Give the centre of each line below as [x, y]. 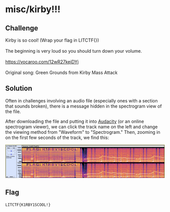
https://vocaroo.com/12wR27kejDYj [42, 62]
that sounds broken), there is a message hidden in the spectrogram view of [83, 106]
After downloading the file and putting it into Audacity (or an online [75, 121]
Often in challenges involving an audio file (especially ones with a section [81, 100]
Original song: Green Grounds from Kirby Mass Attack [61, 73]
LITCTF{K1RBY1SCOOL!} [28, 205]
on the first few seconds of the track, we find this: [57, 137]
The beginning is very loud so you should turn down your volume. [74, 51]
